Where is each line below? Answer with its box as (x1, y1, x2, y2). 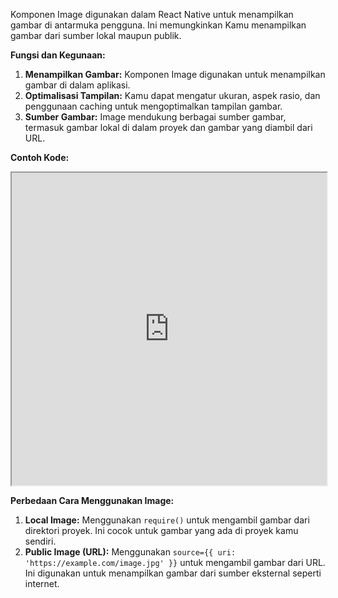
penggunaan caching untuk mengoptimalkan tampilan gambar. (24, 100, 283, 112)
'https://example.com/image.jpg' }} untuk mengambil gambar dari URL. (24, 557, 326, 568)
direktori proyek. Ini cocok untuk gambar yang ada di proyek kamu (24, 525, 299, 536)
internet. (24, 578, 60, 589)
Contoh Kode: (10, 152, 70, 163)
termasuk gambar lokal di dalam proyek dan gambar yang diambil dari (24, 122, 313, 133)
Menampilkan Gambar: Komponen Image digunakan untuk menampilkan (24, 69, 326, 80)
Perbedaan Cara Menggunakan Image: (10, 495, 175, 506)
